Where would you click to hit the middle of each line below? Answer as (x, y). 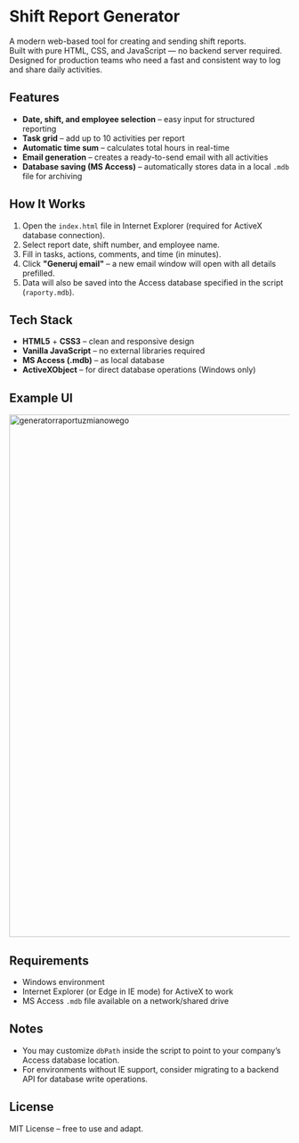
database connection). (63, 235)
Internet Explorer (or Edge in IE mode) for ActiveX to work (128, 991)
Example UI (41, 398)
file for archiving (52, 176)
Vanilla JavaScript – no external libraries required (113, 351)
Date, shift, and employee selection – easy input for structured (138, 119)
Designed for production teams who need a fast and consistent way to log (145, 60)
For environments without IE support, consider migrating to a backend (150, 1069)
